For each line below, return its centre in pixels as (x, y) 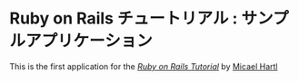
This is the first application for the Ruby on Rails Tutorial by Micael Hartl (144, 66)
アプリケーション (89, 41)
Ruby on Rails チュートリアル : (124, 18)
